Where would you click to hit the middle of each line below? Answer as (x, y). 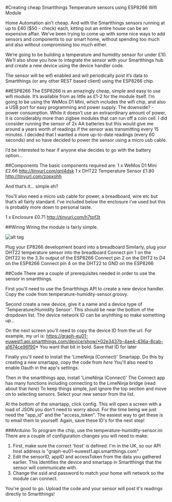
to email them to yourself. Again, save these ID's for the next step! (75, 420)
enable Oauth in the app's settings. (42, 368)
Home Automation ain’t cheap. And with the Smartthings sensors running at (85, 23)
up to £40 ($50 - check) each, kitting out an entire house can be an (77, 28)
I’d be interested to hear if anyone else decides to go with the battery (78, 150)
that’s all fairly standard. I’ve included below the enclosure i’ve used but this (85, 202)
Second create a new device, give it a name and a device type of (74, 304)
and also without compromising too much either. (56, 45)
